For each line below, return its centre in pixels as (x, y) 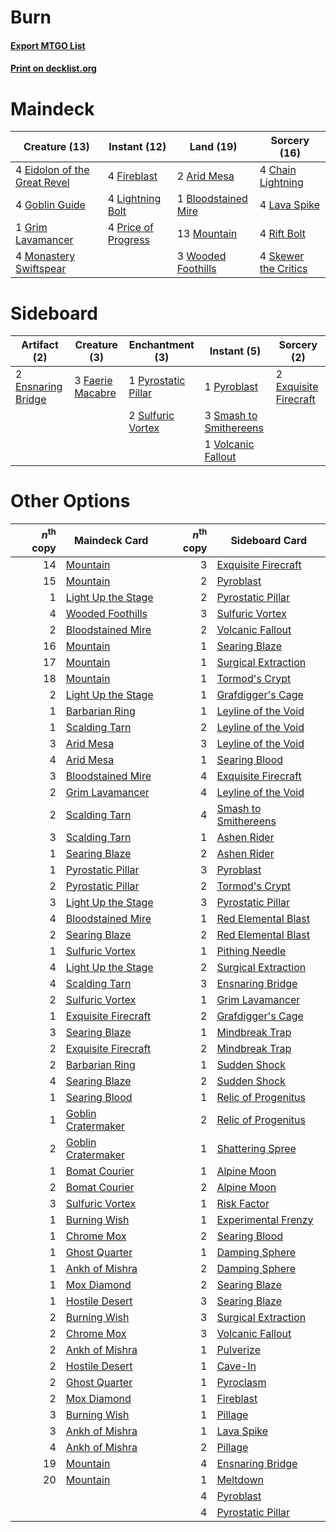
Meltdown (240, 1479)
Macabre (95, 393)
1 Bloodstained (212, 199)
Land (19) (213, 147)
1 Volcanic (229, 444)
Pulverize (238, 1349)
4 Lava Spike (290, 205)
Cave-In (236, 1366)
